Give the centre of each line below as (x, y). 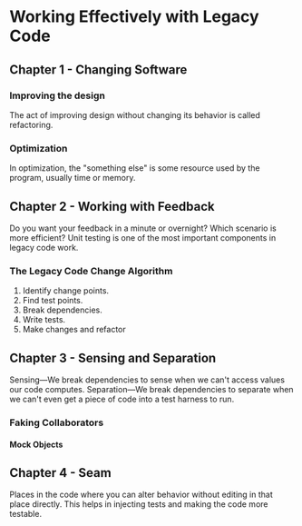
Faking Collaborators (57, 422)
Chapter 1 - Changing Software (98, 69)
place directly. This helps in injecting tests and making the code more (139, 504)
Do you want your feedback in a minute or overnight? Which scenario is (143, 228)
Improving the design (58, 95)
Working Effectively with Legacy (135, 17)
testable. (26, 514)
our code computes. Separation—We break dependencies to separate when (151, 390)
